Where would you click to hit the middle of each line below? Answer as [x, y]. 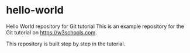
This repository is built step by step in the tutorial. [66, 44]
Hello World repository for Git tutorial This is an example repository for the [95, 26]
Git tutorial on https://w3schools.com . [52, 32]
